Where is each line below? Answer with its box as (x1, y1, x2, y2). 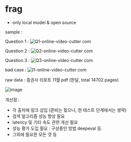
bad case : (5, 67, 26, 73)
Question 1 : (5, 38, 29, 44)
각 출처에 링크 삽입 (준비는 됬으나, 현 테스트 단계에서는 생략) (12, 107, 127, 113)
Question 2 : (5, 48, 30, 54)
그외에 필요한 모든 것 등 (12, 131, 57, 137)
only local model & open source (12, 20, 77, 25)
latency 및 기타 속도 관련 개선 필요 (12, 119, 78, 125)
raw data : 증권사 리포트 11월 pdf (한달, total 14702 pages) (5, 77, 119, 82)
